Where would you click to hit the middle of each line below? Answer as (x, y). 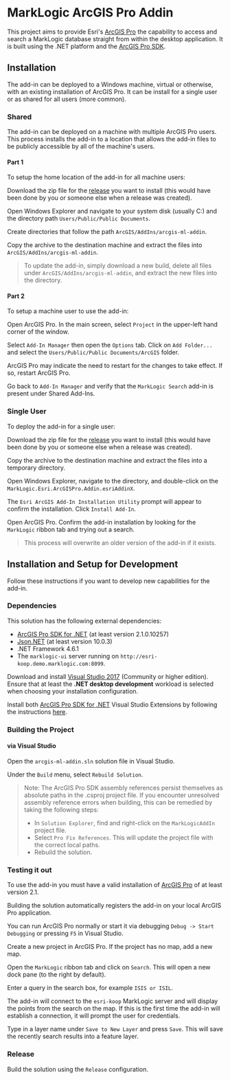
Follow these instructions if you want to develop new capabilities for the (108, 581)
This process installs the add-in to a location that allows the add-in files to (112, 139)
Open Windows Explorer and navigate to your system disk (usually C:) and (112, 211)
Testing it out (30, 870)
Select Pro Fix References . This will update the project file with (124, 837)
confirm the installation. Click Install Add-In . (71, 509)
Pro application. (29, 913)
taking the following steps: (61, 809)
